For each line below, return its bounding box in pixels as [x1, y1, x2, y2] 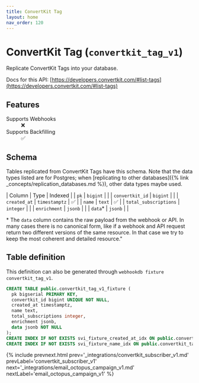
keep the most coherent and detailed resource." [6, 235, 123, 242]
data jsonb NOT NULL [11, 324, 62, 330]
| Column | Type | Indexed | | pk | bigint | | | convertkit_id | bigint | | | [6, 192, 179, 199]
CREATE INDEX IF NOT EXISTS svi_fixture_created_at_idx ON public [6, 335, 174, 341]
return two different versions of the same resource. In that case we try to [6, 228, 184, 236]
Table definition [6, 252, 66, 262]
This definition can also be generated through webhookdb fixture [6, 268, 164, 275]
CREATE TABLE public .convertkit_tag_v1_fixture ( [6, 285, 131, 292]
